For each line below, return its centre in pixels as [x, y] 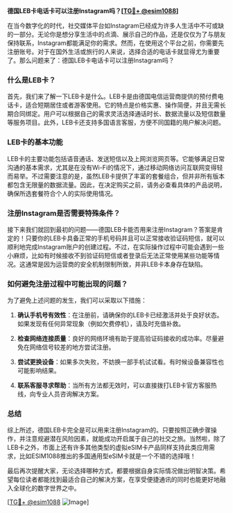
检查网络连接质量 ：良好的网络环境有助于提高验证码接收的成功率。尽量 [118, 339]
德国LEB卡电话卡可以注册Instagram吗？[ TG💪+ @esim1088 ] [93, 11]
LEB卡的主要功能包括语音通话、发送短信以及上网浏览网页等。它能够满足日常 [116, 158]
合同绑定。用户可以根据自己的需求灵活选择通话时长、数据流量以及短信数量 [119, 114]
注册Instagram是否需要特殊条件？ [64, 213]
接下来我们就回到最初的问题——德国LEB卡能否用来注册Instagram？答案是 [112, 229]
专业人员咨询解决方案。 [69, 394]
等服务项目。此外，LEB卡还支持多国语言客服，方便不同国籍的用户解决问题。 [116, 123]
